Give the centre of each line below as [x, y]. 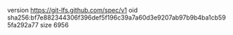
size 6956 [54, 25]
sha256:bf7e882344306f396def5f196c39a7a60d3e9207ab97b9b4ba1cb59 [116, 17]
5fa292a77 [23, 25]
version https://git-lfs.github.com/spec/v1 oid [73, 10]
